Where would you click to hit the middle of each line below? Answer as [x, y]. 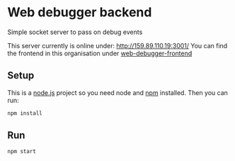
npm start [22, 152]
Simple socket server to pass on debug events [75, 32]
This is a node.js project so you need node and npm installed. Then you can [118, 92]
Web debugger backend [80, 12]
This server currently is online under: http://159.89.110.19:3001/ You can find [117, 45]
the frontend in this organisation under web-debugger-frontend [100, 53]
